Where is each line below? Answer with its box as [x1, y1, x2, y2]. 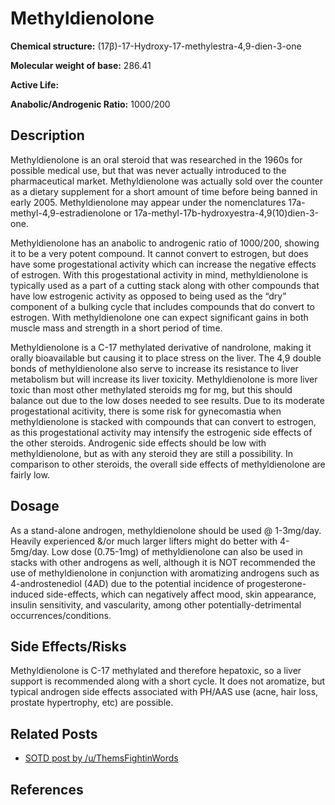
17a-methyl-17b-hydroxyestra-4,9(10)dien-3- [134, 207, 320, 219]
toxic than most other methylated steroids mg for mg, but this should [10, 383, 293, 396]
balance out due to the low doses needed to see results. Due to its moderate [10, 394, 325, 406]
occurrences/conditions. [10, 609, 112, 621]
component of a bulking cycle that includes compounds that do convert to [10, 300, 315, 312]
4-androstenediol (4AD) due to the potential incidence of [10, 577, 245, 589]
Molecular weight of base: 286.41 [10, 59, 152, 71]
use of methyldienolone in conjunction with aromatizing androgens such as [10, 567, 320, 579]
